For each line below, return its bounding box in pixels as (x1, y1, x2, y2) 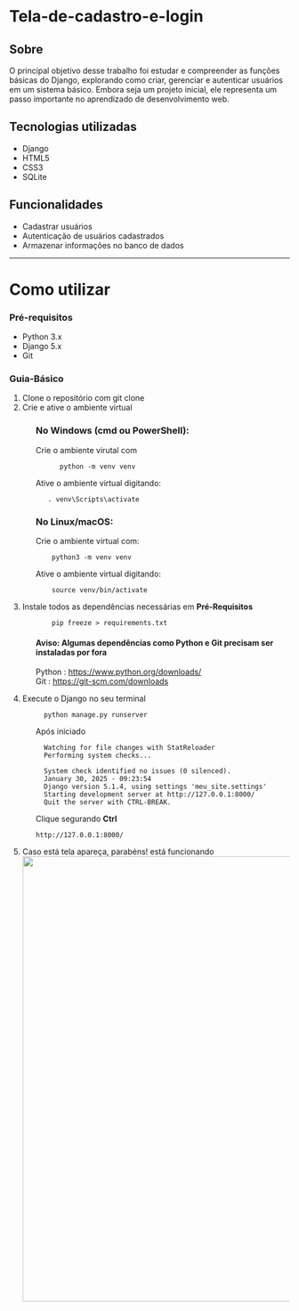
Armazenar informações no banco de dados (21, 240, 184, 250)
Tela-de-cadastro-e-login (9, 6, 204, 27)
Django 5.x (21, 341, 62, 352)
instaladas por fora (35, 647, 108, 657)
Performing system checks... (43, 751, 152, 761)
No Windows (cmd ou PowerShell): (35, 425, 190, 437)
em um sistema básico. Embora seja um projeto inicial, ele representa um (9, 85, 278, 94)
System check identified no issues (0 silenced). (43, 767, 231, 776)
